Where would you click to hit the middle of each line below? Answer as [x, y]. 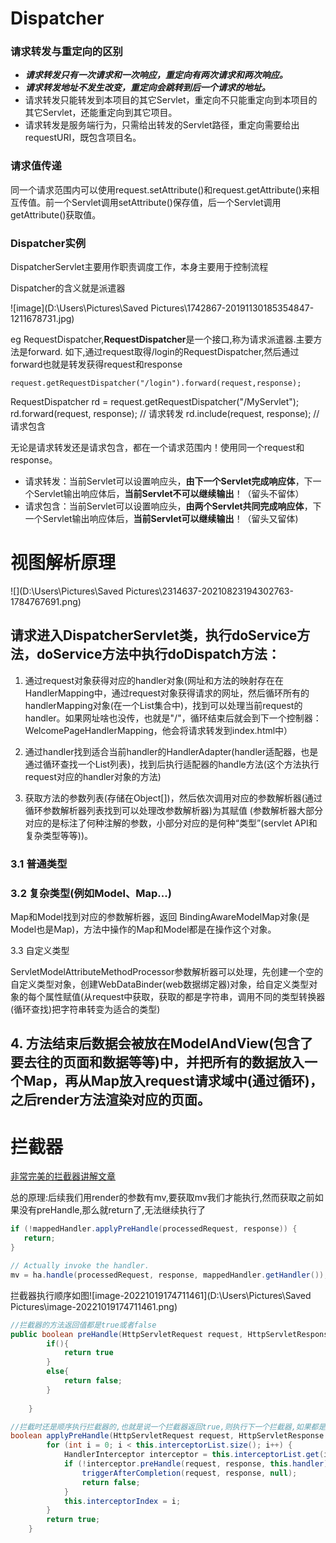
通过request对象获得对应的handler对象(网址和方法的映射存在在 [154, 680]
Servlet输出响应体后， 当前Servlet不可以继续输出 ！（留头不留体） [169, 494]
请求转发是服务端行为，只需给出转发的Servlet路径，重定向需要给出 [162, 125]
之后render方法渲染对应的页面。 [110, 1100]
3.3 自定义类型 [40, 951]
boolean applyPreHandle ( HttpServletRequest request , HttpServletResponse [167, 1436]
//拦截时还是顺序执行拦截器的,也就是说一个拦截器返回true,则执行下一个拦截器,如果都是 [168, 1427]
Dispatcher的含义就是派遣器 [68, 288]
